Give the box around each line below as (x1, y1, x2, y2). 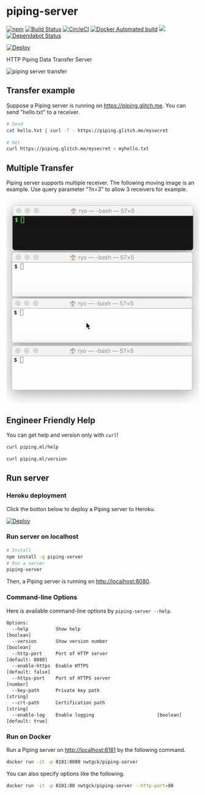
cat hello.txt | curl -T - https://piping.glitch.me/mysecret (6, 127, 168, 133)
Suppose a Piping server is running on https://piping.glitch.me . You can (6, 101, 186, 109)
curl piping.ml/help (6, 444, 59, 450)
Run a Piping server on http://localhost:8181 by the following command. (6, 746, 186, 753)
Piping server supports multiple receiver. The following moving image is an (6, 179, 195, 187)
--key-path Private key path (12, 687, 100, 694)
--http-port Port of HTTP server (12, 650, 108, 657)
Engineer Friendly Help (6, 415, 96, 425)
